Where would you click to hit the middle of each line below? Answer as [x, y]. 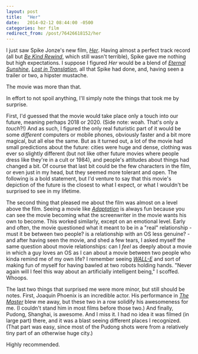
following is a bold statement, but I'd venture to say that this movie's [89, 179]
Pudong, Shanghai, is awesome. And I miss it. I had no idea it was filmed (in [98, 314]
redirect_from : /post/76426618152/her [54, 34]
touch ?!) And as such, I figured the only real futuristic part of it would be [94, 129]
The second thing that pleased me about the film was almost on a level [92, 203]
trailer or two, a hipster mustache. [47, 76]
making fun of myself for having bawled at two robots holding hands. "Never [99, 265]
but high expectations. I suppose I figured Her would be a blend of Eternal [96, 63]
